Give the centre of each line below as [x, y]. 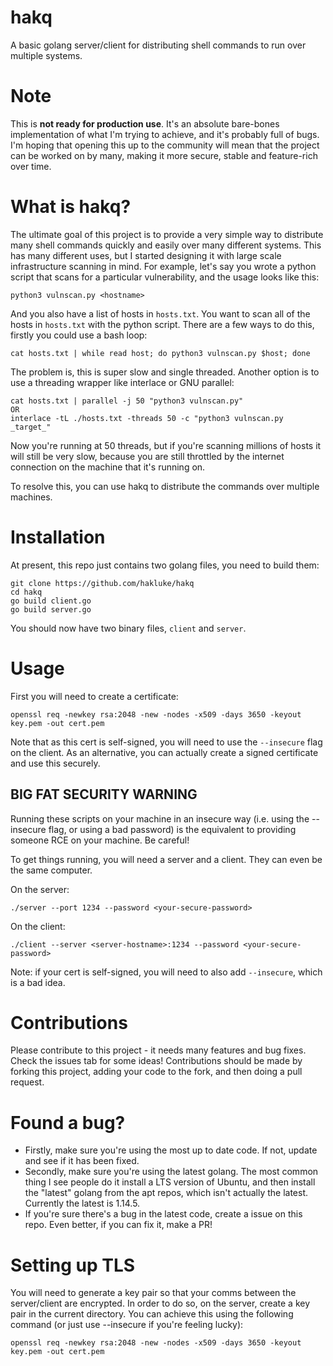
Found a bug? [68, 1122]
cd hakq [26, 592]
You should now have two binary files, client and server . [128, 628]
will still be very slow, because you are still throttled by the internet [147, 456]
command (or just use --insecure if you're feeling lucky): [127, 1325]
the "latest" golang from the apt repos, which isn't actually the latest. [166, 1193]
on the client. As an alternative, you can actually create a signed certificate [164, 752]
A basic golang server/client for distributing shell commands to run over [158, 45]
